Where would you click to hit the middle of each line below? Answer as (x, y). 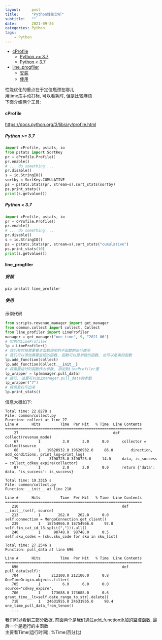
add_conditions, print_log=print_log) (45, 455)
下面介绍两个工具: (23, 102)
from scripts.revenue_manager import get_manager (57, 323)
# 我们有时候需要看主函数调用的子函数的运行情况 (48, 351)
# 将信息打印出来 (20, 387)
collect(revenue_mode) (28, 438)
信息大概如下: (19, 402)
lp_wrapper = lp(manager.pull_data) (43, 373)
